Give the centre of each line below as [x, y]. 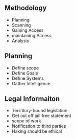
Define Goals [25, 73]
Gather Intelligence [31, 83]
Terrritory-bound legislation [39, 111]
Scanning [21, 25]
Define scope [25, 68]
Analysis [20, 41]
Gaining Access [27, 30]
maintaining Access [32, 35]
